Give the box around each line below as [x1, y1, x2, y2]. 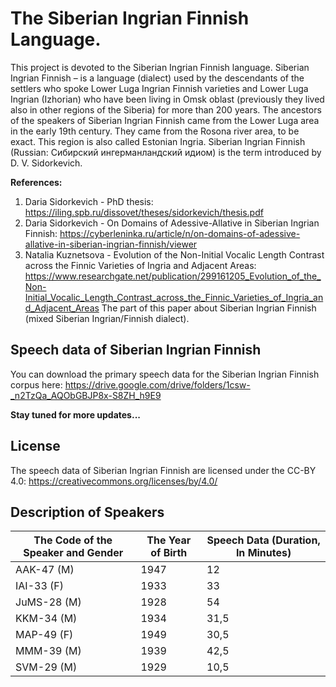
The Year [146, 533, 192, 547]
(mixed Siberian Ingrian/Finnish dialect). [24, 312, 190, 324]
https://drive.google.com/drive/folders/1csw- [64, 378, 251, 391]
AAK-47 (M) [15, 563, 75, 577]
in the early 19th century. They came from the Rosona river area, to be [10, 125, 300, 137]
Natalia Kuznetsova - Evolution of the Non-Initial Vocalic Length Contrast [24, 248, 325, 261]
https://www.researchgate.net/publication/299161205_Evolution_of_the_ [24, 270, 322, 282]
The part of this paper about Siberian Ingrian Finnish [101, 302, 317, 314]
